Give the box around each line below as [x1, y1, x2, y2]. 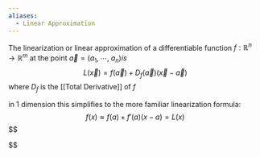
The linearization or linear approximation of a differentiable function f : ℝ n [8, 41, 252, 52]
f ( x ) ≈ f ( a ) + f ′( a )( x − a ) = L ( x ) [85, 112, 185, 122]
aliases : [8, 11, 38, 20]
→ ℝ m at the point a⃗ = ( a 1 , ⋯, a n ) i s [8, 52, 127, 64]
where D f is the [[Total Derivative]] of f [8, 82, 136, 93]
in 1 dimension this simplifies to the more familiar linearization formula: [8, 100, 241, 109]
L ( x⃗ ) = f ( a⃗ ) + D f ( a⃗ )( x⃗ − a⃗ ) [83, 68, 188, 79]
